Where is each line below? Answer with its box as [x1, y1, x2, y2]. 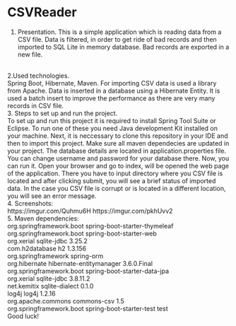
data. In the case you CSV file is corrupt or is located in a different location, [7, 184, 226, 192]
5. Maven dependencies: [7, 214, 79, 223]
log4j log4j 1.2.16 [7, 289, 56, 298]
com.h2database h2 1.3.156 [7, 244, 87, 252]
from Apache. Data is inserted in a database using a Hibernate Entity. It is [7, 86, 220, 95]
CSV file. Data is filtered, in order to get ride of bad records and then [17, 35, 217, 43]
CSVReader [7, 4, 77, 21]
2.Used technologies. [7, 71, 69, 80]
